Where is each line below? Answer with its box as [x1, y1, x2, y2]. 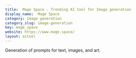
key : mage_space [5, 25, 38, 30]
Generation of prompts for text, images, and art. [5, 47, 101, 53]
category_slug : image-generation [5, 20, 73, 26]
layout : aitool [5, 34, 36, 39]
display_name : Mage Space [5, 12, 60, 16]
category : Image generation [5, 16, 62, 21]
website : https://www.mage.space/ [5, 29, 75, 34]
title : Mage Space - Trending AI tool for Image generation [5, 7, 132, 12]
